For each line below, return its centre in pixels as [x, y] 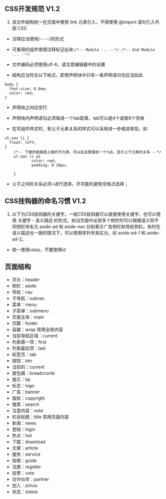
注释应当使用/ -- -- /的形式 [38, 38]
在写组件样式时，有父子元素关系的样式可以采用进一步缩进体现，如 [80, 128]
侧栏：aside [24, 286]
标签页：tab [24, 355]
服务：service [26, 454]
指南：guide [24, 461]
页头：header [26, 280]
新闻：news [24, 423]
